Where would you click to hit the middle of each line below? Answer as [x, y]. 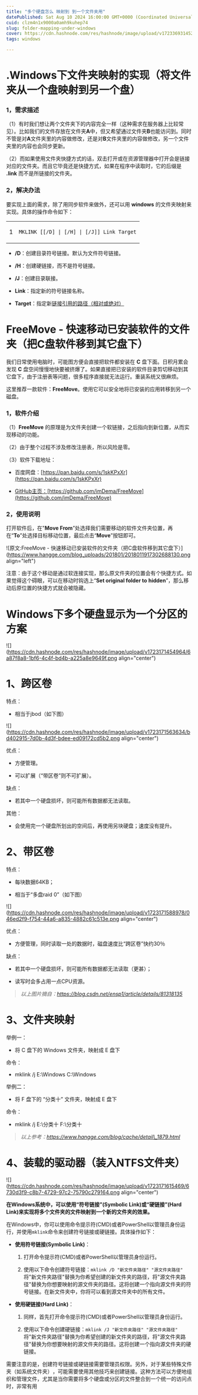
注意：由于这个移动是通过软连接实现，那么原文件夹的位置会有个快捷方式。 [96, 573]
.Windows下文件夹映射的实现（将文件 [99, 75]
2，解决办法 [23, 190]
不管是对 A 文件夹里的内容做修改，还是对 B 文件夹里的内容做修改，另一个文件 [98, 139]
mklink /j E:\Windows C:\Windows [55, 1075]
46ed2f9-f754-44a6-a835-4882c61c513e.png [63, 919]
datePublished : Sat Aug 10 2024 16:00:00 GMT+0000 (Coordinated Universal [100, 17]
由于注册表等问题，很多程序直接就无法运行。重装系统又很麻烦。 [104, 377]
